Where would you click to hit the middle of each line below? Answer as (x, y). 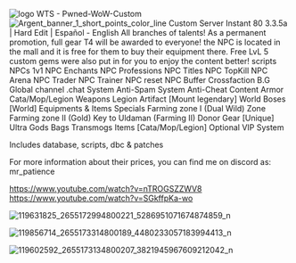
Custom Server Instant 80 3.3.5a (228, 23)
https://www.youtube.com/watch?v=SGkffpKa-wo (101, 198)
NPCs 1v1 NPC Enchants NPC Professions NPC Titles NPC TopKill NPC (139, 70)
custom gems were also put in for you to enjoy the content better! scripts (143, 61)
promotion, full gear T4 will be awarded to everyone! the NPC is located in (145, 42)
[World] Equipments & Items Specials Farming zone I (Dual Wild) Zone (137, 108)
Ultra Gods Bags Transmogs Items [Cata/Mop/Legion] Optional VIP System (147, 127)
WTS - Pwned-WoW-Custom (89, 14)
